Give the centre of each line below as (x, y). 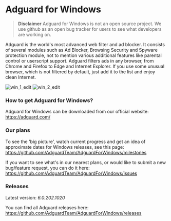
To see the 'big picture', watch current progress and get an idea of (75, 142)
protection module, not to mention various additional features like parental (83, 55)
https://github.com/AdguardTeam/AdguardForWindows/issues (71, 173)
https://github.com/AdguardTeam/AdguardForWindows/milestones (76, 152)
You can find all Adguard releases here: (47, 207)
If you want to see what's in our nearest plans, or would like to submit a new (86, 162)
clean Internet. (21, 77)
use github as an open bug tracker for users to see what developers (90, 29)
